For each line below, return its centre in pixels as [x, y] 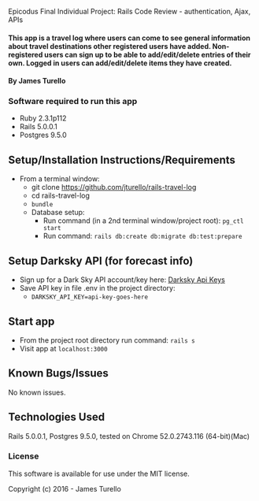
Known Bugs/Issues [58, 373]
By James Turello [37, 81]
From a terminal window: [59, 179]
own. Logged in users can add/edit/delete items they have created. [120, 63]
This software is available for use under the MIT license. [99, 473]
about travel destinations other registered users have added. [109, 46]
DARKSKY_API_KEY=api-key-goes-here [89, 297]
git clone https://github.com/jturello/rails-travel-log [114, 187]
